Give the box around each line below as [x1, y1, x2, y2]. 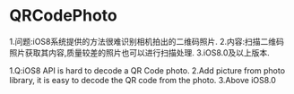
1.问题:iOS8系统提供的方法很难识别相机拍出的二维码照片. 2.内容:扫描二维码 [9, 36, 285, 47]
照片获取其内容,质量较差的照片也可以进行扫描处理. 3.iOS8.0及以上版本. [9, 47, 271, 58]
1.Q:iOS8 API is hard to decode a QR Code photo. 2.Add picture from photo [9, 64, 285, 76]
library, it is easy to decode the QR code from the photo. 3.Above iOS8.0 [9, 74, 276, 85]
